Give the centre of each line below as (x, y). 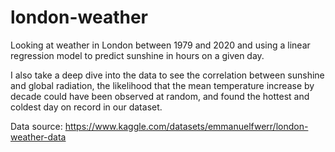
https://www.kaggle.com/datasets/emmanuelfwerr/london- (186, 126)
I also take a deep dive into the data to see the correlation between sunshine (167, 75)
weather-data (38, 137)
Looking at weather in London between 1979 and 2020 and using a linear (160, 45)
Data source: (36, 126)
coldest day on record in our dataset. (86, 107)
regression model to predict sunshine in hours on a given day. (137, 55)
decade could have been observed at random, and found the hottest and (160, 96)
